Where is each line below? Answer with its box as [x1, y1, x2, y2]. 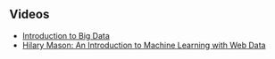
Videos [9, 7, 50, 22]
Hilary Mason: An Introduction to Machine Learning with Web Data [21, 40, 266, 50]
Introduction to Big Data [21, 30, 110, 41]
